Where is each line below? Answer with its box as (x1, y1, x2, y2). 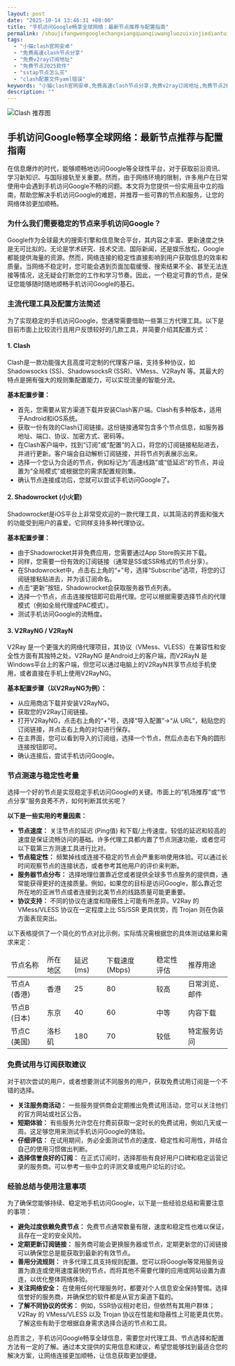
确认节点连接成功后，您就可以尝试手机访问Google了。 (17, 475, 173, 484)
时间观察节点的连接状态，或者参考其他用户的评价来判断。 (17, 862, 183, 870)
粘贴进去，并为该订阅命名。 (36, 575, 116, 583)
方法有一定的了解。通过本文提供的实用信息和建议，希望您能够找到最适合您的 (7, 1343, 228, 1351)
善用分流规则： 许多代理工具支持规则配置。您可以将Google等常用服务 (17, 1257, 218, 1266)
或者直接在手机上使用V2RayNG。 (19, 669, 115, 678)
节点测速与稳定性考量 (7, 771, 79, 781)
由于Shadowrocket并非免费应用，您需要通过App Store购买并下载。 (17, 548, 211, 556)
